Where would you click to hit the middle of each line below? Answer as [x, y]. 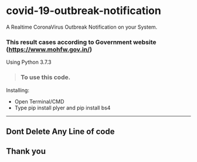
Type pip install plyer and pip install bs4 [62, 108]
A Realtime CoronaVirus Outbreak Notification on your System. [82, 27]
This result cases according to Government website [81, 42]
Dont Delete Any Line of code [60, 131]
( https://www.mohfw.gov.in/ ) [49, 49]
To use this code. [45, 77]
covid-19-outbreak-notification [84, 11]
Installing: [18, 90]
